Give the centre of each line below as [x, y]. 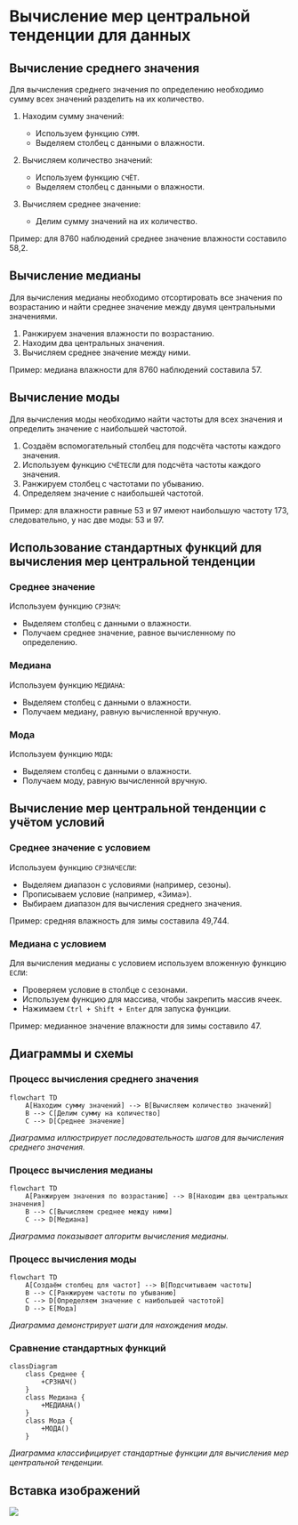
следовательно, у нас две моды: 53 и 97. [87, 520]
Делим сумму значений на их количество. [117, 221]
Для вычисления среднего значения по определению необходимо [137, 89]
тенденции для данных [100, 35]
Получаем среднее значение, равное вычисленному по [129, 633]
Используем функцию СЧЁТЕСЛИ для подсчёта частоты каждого [141, 464]
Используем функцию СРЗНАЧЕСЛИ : [73, 867]
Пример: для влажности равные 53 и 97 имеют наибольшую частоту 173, [149, 510]
